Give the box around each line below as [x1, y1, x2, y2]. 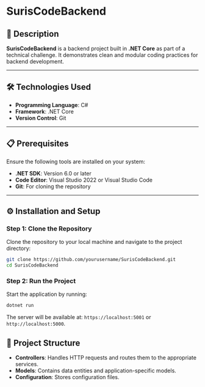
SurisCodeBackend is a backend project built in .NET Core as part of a [6, 45, 185, 52]
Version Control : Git [15, 114, 67, 122]
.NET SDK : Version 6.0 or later [15, 169, 92, 177]
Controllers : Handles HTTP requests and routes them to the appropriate [15, 354, 197, 361]
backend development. [6, 58, 64, 65]
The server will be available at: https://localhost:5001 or [6, 314, 151, 321]
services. [15, 361, 38, 368]
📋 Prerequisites [6, 139, 69, 149]
